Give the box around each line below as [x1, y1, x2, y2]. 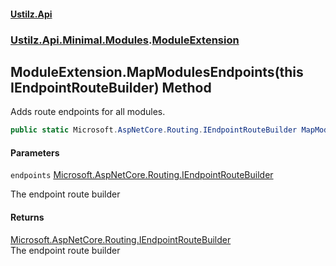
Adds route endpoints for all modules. [10, 106, 166, 118]
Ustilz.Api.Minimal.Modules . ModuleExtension [10, 33, 240, 47]
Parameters [10, 146, 60, 159]
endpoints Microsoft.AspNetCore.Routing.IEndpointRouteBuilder [10, 169, 274, 181]
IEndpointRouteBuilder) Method [10, 79, 212, 96]
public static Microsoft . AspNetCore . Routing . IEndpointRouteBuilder [10, 125, 298, 135]
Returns [10, 211, 45, 223]
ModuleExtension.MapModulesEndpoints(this [10, 63, 304, 80]
